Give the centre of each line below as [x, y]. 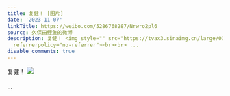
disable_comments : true [41, 52]
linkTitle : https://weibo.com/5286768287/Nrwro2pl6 [82, 26]
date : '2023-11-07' [35, 20]
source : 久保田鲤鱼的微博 [40, 32]
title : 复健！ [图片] [35, 13]
